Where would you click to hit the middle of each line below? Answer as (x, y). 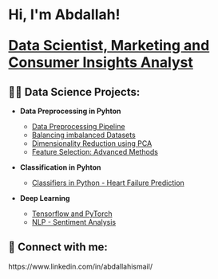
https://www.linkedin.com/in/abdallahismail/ (81, 266)
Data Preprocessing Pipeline (78, 126)
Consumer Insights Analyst (101, 63)
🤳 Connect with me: (58, 248)
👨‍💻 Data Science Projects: (74, 92)
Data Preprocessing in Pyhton (70, 111)
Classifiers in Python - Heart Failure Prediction (108, 183)
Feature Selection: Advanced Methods (95, 152)
